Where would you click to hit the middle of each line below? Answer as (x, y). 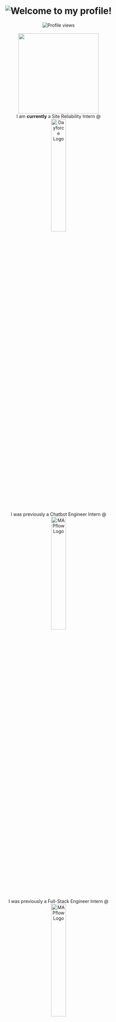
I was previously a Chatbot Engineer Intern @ (59, 514)
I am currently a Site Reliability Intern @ (59, 116)
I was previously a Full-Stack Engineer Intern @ (59, 901)
